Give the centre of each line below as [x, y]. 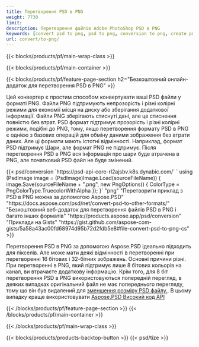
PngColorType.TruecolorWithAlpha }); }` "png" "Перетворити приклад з [94, 190]
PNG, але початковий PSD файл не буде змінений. [70, 160]
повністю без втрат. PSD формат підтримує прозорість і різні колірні [93, 122]
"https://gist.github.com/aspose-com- [105, 222]
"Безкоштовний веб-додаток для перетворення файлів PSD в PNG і [91, 209]
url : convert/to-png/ [33, 39]
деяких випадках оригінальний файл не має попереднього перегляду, [95, 284]
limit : [14, 23]
